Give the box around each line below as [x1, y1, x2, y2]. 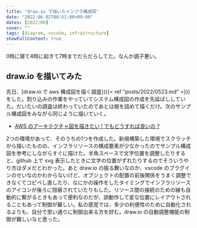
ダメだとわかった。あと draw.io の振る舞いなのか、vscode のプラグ [21, 164, 185, 171]
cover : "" [6, 25, 31, 31]
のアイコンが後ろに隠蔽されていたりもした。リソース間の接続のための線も [6, 186, 186, 193]
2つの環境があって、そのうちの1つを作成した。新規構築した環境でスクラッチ [6, 135, 191, 142]
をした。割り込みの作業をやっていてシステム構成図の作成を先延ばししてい [6, 95, 186, 103]
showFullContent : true [6, 36, 62, 42]
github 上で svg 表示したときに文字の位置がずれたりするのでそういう [16, 156, 184, 164]
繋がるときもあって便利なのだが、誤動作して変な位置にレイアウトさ [21, 193, 186, 200]
